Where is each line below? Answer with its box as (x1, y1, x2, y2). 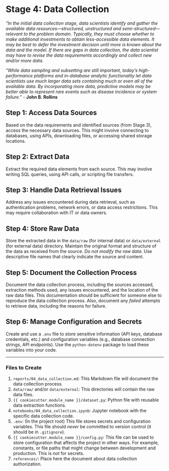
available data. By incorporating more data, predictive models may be (6, 83, 151, 89)
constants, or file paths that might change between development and (13, 445, 156, 451)
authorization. (13, 461, 42, 467)
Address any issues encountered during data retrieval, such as (6, 199, 135, 205)
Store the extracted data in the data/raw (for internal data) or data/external (6, 238, 161, 244)
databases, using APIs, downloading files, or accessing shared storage (6, 132, 152, 139)
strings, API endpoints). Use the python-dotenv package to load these (6, 341, 149, 347)
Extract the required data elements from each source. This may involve (6, 166, 152, 172)
